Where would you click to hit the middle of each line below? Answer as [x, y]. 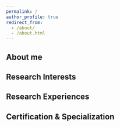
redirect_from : [24, 22]
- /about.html [28, 33]
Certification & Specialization [60, 117]
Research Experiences [48, 97]
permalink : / [22, 11]
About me [24, 57]
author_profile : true [32, 17]
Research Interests [41, 77]
